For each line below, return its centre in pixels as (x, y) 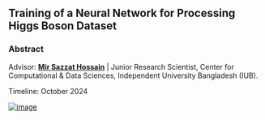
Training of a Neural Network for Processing (122, 13)
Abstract (26, 49)
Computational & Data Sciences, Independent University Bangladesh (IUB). (133, 75)
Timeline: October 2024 (48, 91)
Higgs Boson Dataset (63, 26)
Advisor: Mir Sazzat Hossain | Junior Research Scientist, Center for (122, 66)
